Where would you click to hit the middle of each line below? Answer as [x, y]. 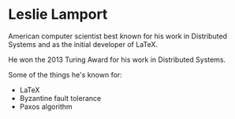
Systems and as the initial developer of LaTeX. [83, 44]
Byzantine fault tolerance [60, 98]
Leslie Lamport [58, 14]
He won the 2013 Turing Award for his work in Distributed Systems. [117, 59]
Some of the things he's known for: [65, 74]
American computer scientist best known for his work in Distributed [117, 36]
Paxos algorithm [46, 106]
